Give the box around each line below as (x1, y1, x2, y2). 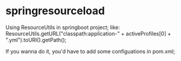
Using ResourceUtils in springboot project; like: (5, 24, 121, 31)
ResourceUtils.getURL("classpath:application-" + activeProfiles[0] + (5, 30, 172, 37)
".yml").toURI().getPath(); (5, 36, 67, 43)
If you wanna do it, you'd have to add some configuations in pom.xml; (5, 47, 176, 54)
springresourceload (5, 4, 105, 18)
